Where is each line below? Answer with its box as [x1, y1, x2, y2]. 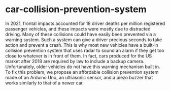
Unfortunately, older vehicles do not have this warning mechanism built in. [5, 64, 161, 70]
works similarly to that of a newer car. [5, 80, 84, 86]
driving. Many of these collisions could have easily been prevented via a [5, 31, 156, 37]
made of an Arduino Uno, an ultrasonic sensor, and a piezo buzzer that [5, 74, 153, 80]
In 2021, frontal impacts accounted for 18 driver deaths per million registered [5, 20, 165, 26]
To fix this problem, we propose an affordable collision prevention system [5, 69, 159, 75]
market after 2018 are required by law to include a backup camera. [5, 58, 145, 64]
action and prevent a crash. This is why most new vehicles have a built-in [5, 42, 158, 48]
